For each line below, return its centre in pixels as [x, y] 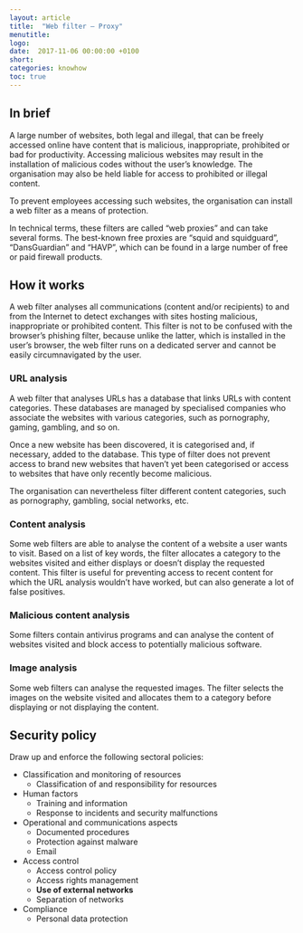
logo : [19, 43]
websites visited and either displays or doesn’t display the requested [137, 563]
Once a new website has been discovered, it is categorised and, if [132, 444]
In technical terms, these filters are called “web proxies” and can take [139, 228]
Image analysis [43, 668]
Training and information [82, 804]
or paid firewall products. [56, 257]
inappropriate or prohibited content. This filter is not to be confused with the [151, 326]
